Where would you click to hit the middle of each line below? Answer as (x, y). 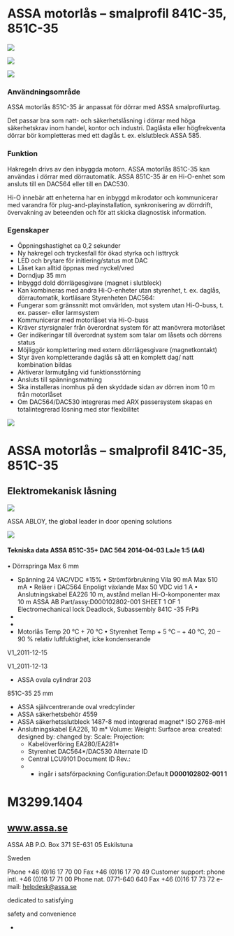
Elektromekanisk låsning (62, 491)
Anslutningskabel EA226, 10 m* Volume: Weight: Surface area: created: (120, 729)
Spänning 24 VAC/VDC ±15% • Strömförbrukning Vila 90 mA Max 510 (117, 580)
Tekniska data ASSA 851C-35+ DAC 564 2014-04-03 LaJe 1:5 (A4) (106, 550)
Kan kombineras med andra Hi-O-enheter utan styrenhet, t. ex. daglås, (119, 290)
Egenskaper (28, 230)
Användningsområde (44, 92)
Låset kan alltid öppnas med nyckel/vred (75, 267)
